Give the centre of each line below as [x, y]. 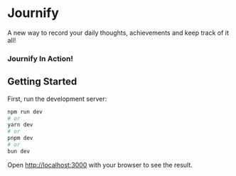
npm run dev [25, 111]
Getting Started [42, 82]
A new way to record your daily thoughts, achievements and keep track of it [118, 33]
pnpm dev [20, 138]
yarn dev [20, 125]
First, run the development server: [57, 99]
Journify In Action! [40, 58]
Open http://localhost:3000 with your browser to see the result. [100, 165]
